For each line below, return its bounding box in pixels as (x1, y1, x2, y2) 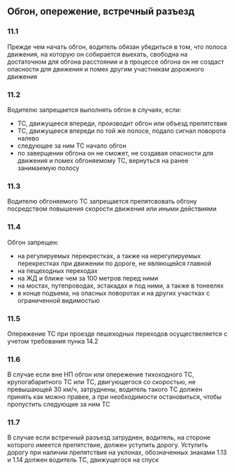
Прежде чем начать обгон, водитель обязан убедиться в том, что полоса (7, 42, 227, 51)
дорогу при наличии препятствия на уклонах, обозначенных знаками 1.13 (7, 448, 227, 457)
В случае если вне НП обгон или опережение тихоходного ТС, (7, 370, 194, 379)
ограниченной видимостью (17, 296, 100, 304)
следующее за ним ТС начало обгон (17, 141, 127, 150)
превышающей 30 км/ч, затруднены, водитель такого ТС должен (7, 385, 203, 394)
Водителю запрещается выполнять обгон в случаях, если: (7, 105, 182, 114)
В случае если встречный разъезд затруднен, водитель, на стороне (7, 433, 211, 442)
